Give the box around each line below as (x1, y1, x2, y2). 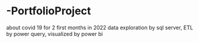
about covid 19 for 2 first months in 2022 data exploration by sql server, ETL (6, 24, 193, 31)
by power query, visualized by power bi (6, 30, 103, 37)
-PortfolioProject (6, 4, 91, 18)
